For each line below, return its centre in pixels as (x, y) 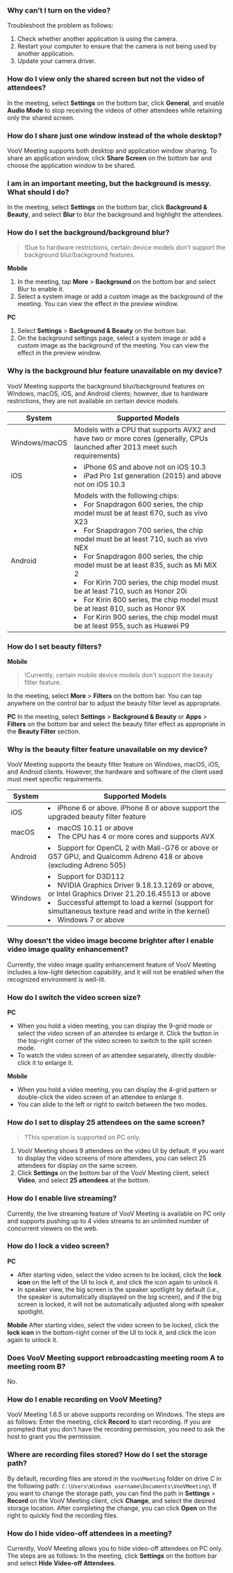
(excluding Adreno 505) (87, 865)
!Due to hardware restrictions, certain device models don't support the (125, 248)
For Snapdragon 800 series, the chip (143, 556)
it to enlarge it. (53, 1062)
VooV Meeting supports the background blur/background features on (106, 386)
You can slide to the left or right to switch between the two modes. (112, 1104)
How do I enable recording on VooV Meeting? (85, 1400)
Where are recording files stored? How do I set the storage (107, 1454)
